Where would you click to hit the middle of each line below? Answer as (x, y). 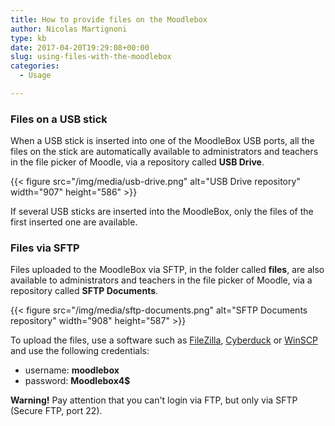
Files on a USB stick (59, 119)
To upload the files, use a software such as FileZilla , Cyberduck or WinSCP (164, 340)
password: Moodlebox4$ (77, 381)
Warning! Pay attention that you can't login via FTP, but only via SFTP (154, 400)
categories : (35, 66)
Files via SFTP (45, 248)
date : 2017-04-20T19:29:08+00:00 (80, 47)
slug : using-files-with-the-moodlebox (91, 57)
